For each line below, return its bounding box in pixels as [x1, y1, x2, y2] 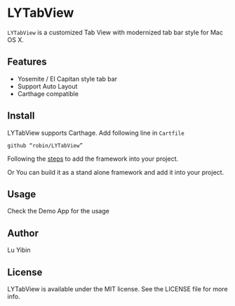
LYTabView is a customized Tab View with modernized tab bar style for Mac [7, 28, 223, 36]
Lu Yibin [7, 246, 31, 254]
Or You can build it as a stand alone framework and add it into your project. [7, 168, 224, 176]
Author [7, 227, 39, 239]
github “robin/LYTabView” [7, 142, 83, 149]
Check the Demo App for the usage [7, 207, 110, 215]
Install [7, 110, 35, 122]
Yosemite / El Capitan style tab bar [17, 74, 118, 83]
